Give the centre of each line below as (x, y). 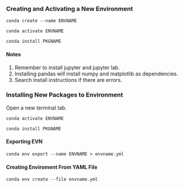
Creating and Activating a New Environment (70, 9)
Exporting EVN (24, 142)
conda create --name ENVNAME (42, 21)
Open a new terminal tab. (37, 108)
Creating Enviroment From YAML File (52, 167)
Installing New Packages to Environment (65, 95)
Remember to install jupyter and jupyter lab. (67, 67)
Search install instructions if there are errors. (68, 80)
